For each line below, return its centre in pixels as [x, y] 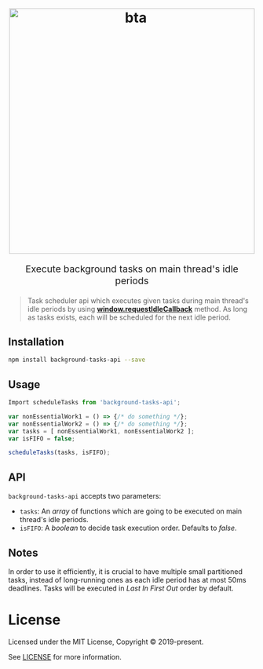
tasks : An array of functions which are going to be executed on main [131, 511]
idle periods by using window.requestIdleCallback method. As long [137, 309]
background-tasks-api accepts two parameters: [85, 496]
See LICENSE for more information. [65, 656]
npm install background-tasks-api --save [77, 360]
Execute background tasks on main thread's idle [132, 269]
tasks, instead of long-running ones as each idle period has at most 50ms [127, 579]
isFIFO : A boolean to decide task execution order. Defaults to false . [128, 528]
